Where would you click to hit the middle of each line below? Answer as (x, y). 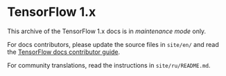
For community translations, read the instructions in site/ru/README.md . (109, 65)
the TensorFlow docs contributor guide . (64, 52)
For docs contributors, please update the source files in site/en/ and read (113, 44)
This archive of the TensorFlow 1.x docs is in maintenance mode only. (107, 31)
